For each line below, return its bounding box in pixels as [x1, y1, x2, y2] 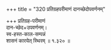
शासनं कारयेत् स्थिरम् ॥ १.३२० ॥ [6, 37, 70, 44]
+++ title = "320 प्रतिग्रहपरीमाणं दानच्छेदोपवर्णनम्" [6, 6, 106, 12]
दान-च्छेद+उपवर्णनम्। [6, 24, 47, 31]
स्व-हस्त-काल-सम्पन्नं [6, 31, 46, 38]
